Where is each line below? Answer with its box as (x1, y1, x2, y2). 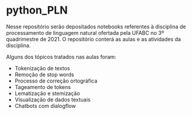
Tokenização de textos (14, 64, 70, 71)
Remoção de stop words (14, 71, 74, 78)
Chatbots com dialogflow (14, 102, 76, 109)
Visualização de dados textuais (14, 96, 91, 103)
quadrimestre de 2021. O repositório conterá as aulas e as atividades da (6, 35, 181, 42)
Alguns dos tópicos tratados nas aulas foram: (6, 53, 116, 60)
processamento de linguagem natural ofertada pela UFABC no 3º (6, 29, 164, 36)
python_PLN (6, 4, 68, 17)
